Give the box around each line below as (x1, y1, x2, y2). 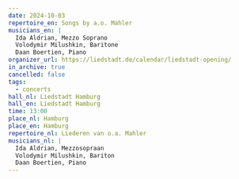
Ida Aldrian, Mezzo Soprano (15, 33, 108, 42)
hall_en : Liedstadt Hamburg (8, 100, 101, 108)
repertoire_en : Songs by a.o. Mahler (8, 19, 133, 27)
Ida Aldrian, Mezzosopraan (15, 144, 104, 152)
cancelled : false (8, 70, 66, 78)
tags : (8, 78, 26, 86)
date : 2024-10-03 (8, 11, 66, 20)
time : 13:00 (8, 108, 47, 116)
